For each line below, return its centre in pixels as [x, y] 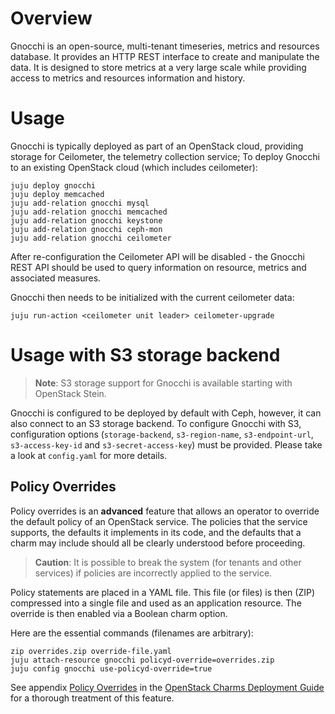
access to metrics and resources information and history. [128, 78]
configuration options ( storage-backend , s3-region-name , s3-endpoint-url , [162, 434]
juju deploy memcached [57, 194]
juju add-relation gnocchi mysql [80, 203]
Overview [51, 18]
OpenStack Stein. [70, 393]
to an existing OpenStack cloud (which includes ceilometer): [134, 167]
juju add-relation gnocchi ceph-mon [86, 229]
